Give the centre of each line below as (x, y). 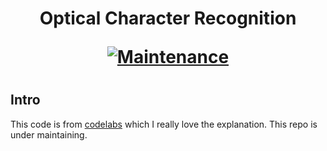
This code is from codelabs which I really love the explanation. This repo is (164, 124)
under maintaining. (49, 134)
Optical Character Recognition (168, 18)
